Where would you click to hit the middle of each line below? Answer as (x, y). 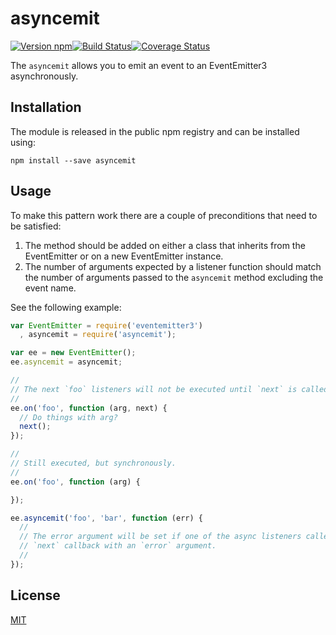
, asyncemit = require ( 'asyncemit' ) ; (98, 335)
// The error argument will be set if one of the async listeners (160, 537)
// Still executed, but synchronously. (93, 463)
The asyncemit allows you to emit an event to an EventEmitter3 (139, 65)
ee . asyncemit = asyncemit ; (66, 362)
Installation (46, 107)
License (35, 595)
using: (23, 142)
